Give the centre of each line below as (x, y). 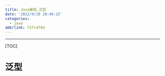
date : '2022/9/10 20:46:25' (34, 14)
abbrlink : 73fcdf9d (25, 28)
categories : (17, 19)
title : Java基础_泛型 (26, 9)
